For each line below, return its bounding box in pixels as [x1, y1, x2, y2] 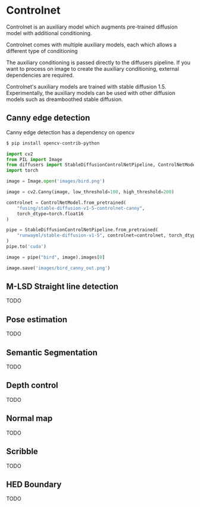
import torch [6, 168, 39, 174]
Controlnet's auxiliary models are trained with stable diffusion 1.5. [6, 83, 167, 90]
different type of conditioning [6, 47, 78, 54]
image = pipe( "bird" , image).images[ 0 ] [6, 254, 105, 260]
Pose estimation [6, 314, 67, 325]
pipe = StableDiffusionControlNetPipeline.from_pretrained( [6, 227, 159, 233]
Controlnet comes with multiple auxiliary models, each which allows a [6, 41, 177, 48]
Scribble [6, 446, 39, 456]
